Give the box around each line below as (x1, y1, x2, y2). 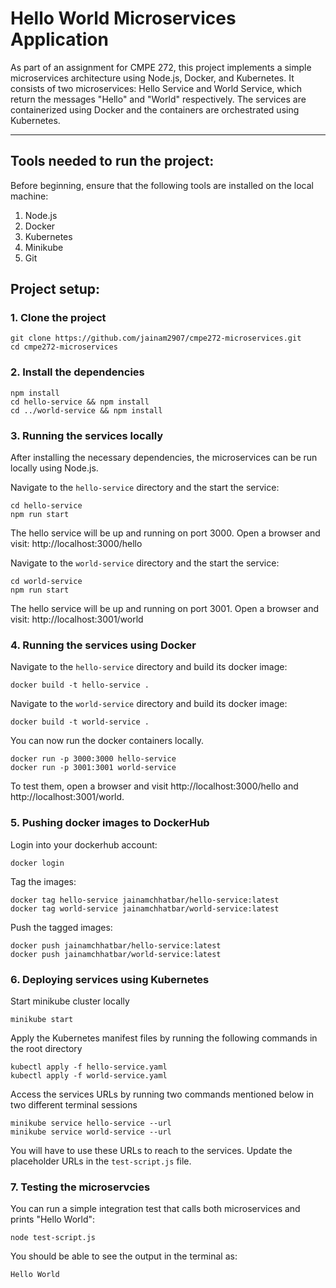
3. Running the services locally (10, 428, 164, 442)
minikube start (10, 1014, 74, 1024)
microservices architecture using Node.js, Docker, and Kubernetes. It (10, 72, 295, 84)
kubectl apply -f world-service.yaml (10, 1070, 168, 1081)
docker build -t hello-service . (10, 680, 150, 691)
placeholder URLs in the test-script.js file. (10, 1155, 192, 1167)
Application (10, 28, 109, 51)
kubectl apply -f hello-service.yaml (10, 1062, 168, 1072)
